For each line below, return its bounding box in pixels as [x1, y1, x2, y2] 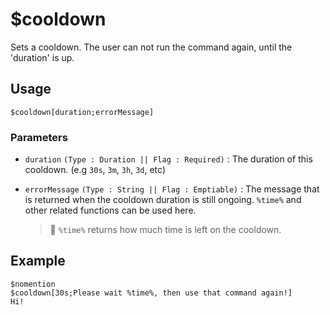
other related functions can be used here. [24, 204, 197, 217]
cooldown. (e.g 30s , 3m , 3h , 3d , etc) [24, 164, 167, 176]
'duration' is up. [10, 51, 75, 63]
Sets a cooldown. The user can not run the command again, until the [10, 41, 293, 53]
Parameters [10, 130, 68, 144]
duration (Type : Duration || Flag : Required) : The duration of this [24, 153, 313, 165]
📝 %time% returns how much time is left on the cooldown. [49, 224, 282, 236]
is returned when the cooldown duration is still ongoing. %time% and [24, 194, 302, 206]
